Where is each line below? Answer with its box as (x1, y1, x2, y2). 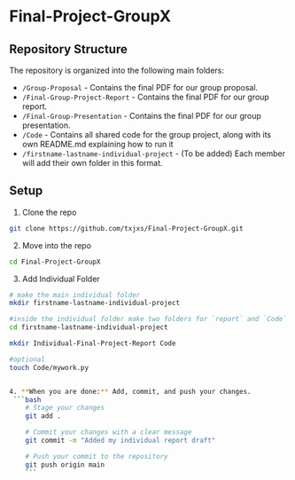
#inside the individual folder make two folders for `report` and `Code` (9, 315, 288, 324)
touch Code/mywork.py (9, 363, 89, 372)
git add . (25, 412, 62, 421)
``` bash (12, 395, 42, 405)
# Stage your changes (25, 404, 105, 413)
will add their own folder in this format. (21, 158, 163, 168)
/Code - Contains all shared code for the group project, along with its (21, 130, 272, 139)
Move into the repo (21, 240, 91, 250)
